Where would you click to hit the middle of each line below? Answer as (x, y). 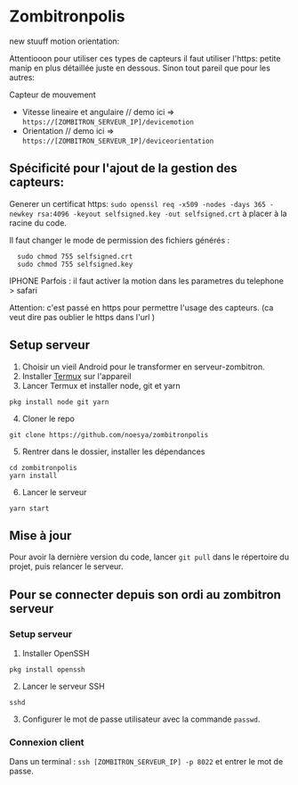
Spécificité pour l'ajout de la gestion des (123, 168)
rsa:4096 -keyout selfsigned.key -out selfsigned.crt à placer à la (162, 213)
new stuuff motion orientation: (64, 41)
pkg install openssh (48, 670)
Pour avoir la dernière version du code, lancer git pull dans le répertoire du (149, 557)
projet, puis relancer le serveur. (66, 566)
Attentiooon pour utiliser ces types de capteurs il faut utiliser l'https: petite (145, 58)
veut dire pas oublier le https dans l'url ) (82, 317)
